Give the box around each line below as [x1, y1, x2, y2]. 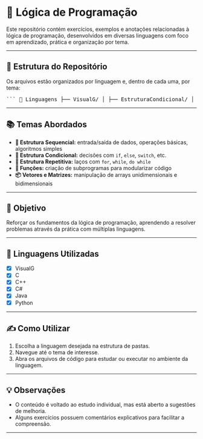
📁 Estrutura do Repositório [6, 62, 108, 72]
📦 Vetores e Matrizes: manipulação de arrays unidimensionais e [14, 171, 178, 178]
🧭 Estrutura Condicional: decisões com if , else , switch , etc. [14, 151, 167, 159]
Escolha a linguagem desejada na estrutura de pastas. [14, 342, 150, 350]
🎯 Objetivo [6, 203, 47, 213]
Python [14, 299, 33, 306]
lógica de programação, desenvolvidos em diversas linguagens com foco [6, 31, 189, 39]
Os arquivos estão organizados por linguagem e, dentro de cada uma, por [6, 78, 190, 85]
